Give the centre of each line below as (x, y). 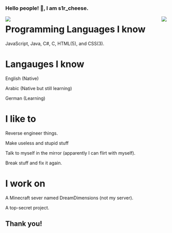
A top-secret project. (27, 207)
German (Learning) (25, 98)
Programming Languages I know (76, 29)
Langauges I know (45, 64)
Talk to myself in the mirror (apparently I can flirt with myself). (70, 153)
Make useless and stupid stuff (37, 143)
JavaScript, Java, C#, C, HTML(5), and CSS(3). (55, 44)
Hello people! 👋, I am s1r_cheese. (47, 8)
